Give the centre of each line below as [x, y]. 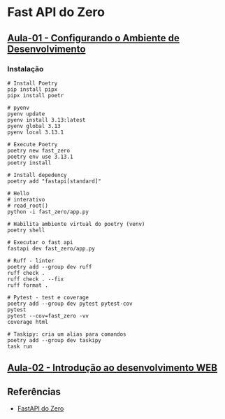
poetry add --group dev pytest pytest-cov [70, 304]
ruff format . [28, 285]
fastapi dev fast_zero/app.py [51, 248]
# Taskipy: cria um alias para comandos [67, 334]
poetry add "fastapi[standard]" [54, 181]
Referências [34, 391]
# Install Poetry [32, 83]
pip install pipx [32, 89]
